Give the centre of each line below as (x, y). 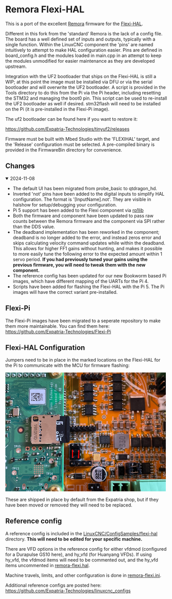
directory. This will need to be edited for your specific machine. (74, 539)
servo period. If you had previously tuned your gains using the (80, 259)
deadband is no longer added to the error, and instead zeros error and (87, 237)
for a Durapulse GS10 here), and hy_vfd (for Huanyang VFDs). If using (79, 554)
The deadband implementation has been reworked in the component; (86, 232)
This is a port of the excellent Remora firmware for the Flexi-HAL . (74, 24)
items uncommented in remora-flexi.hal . (47, 565)
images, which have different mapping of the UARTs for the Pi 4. (81, 281)
